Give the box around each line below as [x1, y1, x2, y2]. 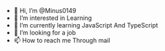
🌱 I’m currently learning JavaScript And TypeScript [13, 21, 159, 29]
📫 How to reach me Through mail [13, 37, 110, 44]
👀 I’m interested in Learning [13, 14, 92, 22]
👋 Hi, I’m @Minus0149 [13, 7, 77, 14]
